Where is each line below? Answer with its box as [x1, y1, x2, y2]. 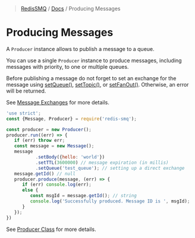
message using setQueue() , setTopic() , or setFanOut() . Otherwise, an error [6, 81, 189, 88]
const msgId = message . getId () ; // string [30, 193, 137, 199]
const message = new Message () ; [14, 143, 95, 149]
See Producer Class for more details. [6, 226, 96, 233]
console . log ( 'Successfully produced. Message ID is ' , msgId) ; [30, 198, 190, 204]
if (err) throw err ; [14, 138, 65, 144]
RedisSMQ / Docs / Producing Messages [20, 5, 121, 12]
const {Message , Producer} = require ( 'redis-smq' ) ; [6, 116, 137, 122]
